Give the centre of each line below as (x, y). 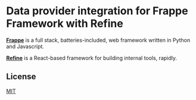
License (21, 76)
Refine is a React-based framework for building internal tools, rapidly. (92, 58)
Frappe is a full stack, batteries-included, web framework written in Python (98, 40)
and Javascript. (25, 46)
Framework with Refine (65, 24)
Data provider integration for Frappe (97, 11)
